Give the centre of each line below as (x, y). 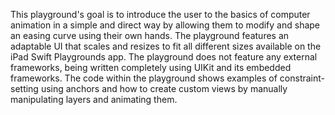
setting (24, 88)
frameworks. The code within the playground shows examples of (144, 78)
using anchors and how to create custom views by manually (164, 88)
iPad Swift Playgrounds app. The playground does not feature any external (164, 57)
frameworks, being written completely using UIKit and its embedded (151, 67)
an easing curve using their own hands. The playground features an (150, 35)
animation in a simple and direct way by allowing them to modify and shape (165, 25)
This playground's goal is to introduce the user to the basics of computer (160, 14)
